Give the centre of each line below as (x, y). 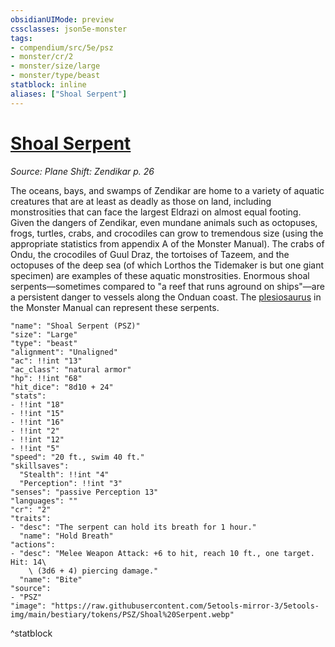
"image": (28, 606)
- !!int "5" (35, 448)
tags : (21, 38)
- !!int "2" (35, 431)
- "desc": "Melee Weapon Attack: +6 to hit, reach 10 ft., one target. (162, 553)
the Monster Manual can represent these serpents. (115, 307)
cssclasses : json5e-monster (69, 29)
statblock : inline (48, 85)
